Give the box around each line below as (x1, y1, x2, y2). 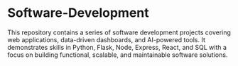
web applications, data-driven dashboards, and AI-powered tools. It (7, 35, 206, 44)
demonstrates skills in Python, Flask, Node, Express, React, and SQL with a (7, 43, 227, 51)
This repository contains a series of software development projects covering (7, 28, 231, 37)
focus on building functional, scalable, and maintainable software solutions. (7, 51, 228, 59)
